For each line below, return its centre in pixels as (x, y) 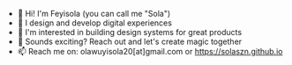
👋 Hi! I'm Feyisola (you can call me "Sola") (94, 14)
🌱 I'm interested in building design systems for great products (130, 32)
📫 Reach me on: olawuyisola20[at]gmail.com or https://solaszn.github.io (150, 51)
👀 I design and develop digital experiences (94, 23)
